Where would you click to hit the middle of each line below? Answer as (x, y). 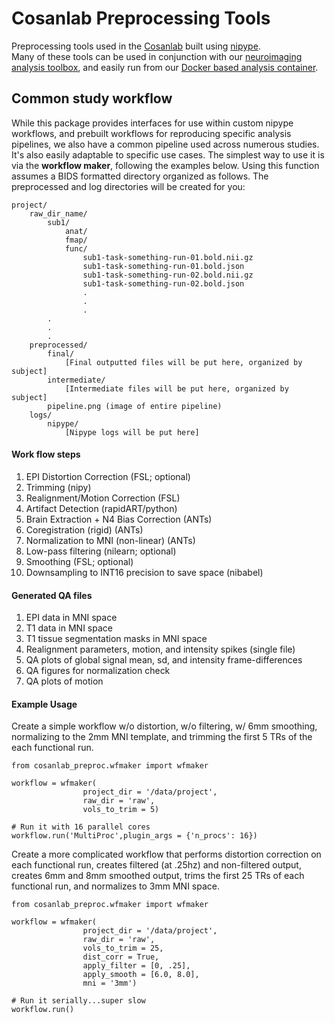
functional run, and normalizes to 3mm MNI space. (115, 886)
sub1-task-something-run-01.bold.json (163, 266)
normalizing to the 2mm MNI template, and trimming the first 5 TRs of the (162, 737)
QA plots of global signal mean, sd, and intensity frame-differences (164, 660)
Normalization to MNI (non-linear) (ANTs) (110, 540)
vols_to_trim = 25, (123, 948)
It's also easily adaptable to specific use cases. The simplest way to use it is (168, 154)
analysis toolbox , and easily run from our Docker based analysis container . (165, 67)
